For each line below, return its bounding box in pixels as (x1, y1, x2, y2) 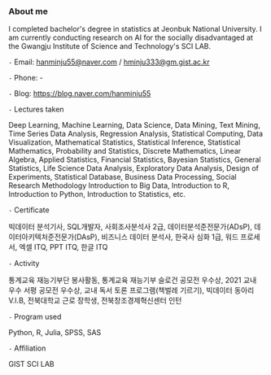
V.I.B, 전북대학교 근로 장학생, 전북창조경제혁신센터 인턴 (8, 295, 182, 306)
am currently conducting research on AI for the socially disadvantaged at (8, 33, 254, 42)
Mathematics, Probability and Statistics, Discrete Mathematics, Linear (8, 146, 242, 156)
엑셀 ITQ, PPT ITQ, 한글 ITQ (19, 242, 108, 252)
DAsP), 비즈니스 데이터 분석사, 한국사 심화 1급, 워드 (76, 232, 238, 242)
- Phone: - (8, 73, 43, 83)
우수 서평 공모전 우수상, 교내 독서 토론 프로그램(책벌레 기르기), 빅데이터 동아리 (8, 286, 255, 295)
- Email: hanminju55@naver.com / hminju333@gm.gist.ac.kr (8, 57, 210, 67)
